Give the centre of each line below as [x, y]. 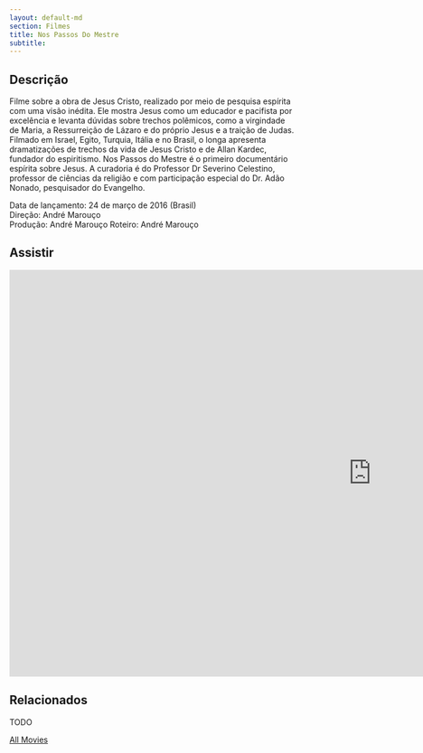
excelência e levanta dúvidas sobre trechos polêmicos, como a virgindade [147, 121]
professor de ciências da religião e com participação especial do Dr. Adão [147, 178]
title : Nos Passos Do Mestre [64, 34]
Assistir [32, 253]
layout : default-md [46, 18]
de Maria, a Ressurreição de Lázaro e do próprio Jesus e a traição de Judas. [152, 130]
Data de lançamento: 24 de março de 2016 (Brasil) [103, 205]
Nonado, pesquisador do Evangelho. [77, 188]
